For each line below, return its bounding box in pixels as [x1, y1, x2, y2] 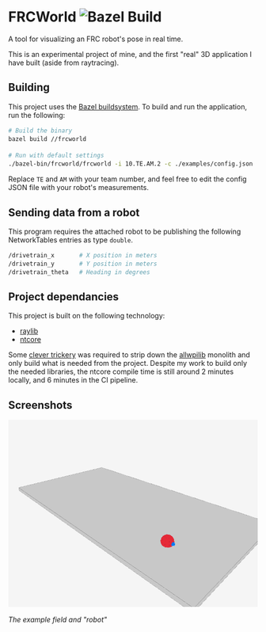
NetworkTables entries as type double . [8, 234, 133, 245]
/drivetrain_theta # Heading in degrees [8, 268, 150, 276]
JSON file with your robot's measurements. [8, 183, 149, 192]
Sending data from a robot [8, 206, 140, 219]
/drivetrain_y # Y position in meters [8, 260, 158, 268]
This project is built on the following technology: [8, 311, 165, 321]
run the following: [8, 110, 66, 120]
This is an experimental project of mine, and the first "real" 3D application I [8, 49, 252, 59]
